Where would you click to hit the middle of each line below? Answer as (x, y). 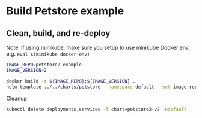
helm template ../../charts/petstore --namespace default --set (88, 87)
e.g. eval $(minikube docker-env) (48, 54)
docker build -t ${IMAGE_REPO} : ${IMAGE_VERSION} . (71, 81)
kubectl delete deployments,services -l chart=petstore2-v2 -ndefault (96, 109)
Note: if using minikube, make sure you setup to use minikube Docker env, (98, 47)
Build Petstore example (65, 11)
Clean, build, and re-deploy (58, 33)
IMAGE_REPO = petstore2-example (44, 65)
